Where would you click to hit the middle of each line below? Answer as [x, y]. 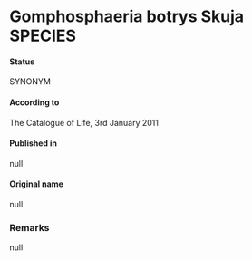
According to [34, 102]
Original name [36, 184]
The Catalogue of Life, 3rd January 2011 [84, 122]
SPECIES [43, 36]
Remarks [29, 227]
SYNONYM [30, 82]
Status [22, 62]
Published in [33, 143]
